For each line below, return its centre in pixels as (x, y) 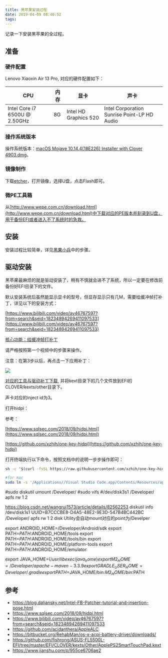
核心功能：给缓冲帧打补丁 (31, 339)
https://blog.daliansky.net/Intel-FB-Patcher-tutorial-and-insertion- (80, 602)
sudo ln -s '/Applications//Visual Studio (50, 482)
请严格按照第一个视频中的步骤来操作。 (44, 350)
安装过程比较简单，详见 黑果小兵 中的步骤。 (49, 249)
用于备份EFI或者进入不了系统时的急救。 (46, 219)
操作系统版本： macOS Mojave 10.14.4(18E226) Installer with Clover (74, 148)
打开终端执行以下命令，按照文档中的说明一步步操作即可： (64, 459)
